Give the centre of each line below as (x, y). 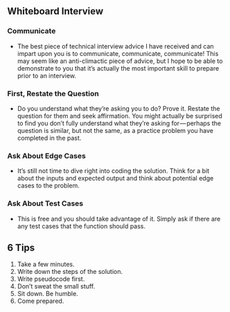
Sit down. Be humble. (47, 294)
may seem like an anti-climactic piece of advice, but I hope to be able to (120, 61)
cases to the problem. (48, 185)
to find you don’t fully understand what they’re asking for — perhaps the (119, 123)
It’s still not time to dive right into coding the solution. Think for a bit (113, 171)
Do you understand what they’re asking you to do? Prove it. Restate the (118, 108)
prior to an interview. (46, 75)
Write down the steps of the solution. (70, 272)
